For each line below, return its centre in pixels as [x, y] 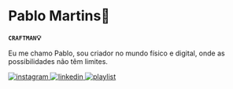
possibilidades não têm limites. [58, 61]
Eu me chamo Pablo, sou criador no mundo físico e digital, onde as [117, 53]
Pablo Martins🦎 [59, 16]
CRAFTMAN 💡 [25, 37]
